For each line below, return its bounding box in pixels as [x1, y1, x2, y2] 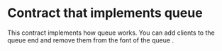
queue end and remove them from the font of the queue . [7, 35, 174, 44]
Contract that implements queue [7, 5, 204, 21]
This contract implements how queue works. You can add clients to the [7, 28, 215, 37]
